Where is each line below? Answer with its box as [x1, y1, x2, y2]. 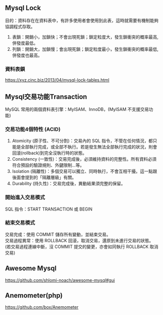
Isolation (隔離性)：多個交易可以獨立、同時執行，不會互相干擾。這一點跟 [12, 168, 157, 174]
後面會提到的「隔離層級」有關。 [12, 174, 76, 180]
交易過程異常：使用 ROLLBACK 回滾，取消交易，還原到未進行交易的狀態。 [5, 237, 154, 243]
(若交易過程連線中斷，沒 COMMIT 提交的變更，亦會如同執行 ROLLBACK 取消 [5, 244, 159, 250]
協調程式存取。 [5, 23, 35, 29]
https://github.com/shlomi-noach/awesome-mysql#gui [5, 277, 115, 283]
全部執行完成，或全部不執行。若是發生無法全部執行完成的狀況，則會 [20, 144, 157, 150]
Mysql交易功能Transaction [5, 92, 88, 101]
